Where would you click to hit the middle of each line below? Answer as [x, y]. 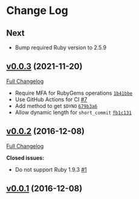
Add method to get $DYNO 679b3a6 [56, 106]
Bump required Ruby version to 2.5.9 [61, 47]
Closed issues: [25, 158]
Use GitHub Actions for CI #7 [51, 99]
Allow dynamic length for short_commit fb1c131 [73, 112]
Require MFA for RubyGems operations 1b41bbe [74, 93]
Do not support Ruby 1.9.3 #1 [51, 169]
